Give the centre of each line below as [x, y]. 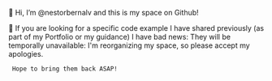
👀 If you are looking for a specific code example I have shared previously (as [136, 28]
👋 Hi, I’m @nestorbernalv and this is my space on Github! [104, 13]
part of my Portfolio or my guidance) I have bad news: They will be [120, 37]
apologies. [26, 54]
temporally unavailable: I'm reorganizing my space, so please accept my [129, 45]
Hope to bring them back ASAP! [65, 69]
